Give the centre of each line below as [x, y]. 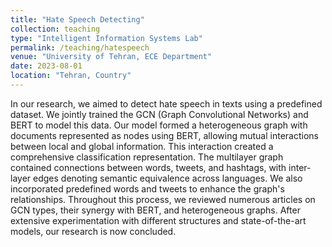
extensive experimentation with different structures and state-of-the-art [158, 220]
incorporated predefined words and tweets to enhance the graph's [147, 188]
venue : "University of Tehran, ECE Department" [111, 57]
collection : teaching [55, 29]
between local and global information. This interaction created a [142, 146]
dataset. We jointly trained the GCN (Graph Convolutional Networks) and [159, 114]
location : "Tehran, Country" [71, 76]
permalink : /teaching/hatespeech [80, 47]
